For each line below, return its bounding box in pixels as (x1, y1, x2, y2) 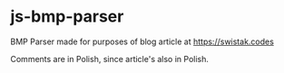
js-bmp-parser (10, 6, 124, 27)
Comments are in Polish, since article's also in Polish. (10, 53, 210, 64)
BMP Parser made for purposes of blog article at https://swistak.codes (10, 36, 275, 47)
